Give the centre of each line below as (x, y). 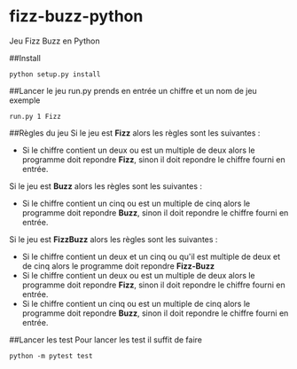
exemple (25, 100)
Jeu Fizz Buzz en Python (55, 41)
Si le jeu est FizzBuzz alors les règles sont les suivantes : (113, 239)
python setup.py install (55, 74)
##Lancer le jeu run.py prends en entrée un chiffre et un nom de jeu (133, 90)
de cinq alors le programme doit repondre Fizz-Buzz (118, 266)
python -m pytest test (51, 356)
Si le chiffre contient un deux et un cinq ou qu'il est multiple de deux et (151, 256)
